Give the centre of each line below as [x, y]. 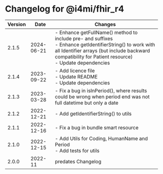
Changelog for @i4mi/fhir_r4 [65, 9]
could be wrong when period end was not [102, 96]
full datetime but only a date [87, 103]
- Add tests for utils [77, 150]
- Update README [76, 77]
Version [17, 24]
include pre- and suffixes [84, 38]
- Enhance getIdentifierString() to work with [105, 45]
